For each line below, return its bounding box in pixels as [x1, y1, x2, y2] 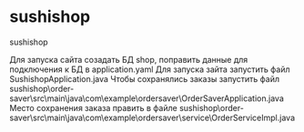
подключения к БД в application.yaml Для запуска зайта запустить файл [9, 64, 290, 75]
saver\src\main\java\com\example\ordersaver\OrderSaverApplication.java [9, 93, 285, 104]
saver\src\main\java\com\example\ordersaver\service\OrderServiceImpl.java [9, 112, 296, 123]
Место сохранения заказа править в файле [9, 102, 177, 113]
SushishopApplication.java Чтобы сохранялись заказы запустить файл [9, 73, 280, 84]
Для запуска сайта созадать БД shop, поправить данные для [9, 54, 248, 65]
